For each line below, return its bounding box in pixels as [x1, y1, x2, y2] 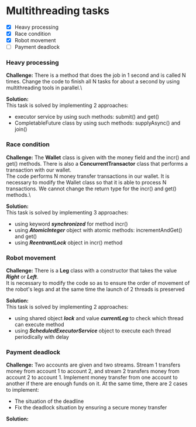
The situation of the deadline [14, 398, 84, 405]
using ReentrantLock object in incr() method [14, 239, 123, 246]
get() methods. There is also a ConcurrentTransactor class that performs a [6, 160, 188, 167]
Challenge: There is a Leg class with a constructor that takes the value [6, 267, 177, 274]
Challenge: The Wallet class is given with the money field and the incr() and [6, 154, 190, 161]
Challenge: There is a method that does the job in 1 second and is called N [6, 72, 186, 79]
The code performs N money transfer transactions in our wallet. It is [6, 172, 170, 180]
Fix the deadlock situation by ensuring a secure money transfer [14, 404, 167, 411]
